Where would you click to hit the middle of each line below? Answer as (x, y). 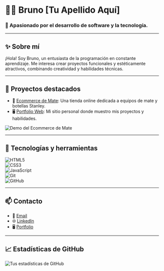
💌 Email (20, 216)
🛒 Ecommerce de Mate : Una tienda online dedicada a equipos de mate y (85, 101)
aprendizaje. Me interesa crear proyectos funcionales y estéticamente (75, 64)
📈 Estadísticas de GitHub (45, 249)
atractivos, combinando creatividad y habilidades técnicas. (64, 69)
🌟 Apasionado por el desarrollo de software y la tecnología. (76, 26)
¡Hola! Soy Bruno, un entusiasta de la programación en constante (71, 58)
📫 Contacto (24, 202)
